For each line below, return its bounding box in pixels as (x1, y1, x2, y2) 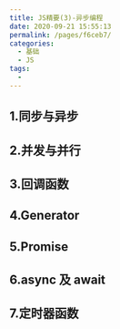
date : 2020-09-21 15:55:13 (9, 22, 112, 31)
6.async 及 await (9, 272, 106, 288)
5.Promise (9, 239, 69, 254)
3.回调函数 (9, 176, 70, 191)
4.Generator (9, 208, 80, 223)
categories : (9, 38, 55, 48)
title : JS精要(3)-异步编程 (9, 13, 104, 23)
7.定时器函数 (9, 306, 79, 322)
